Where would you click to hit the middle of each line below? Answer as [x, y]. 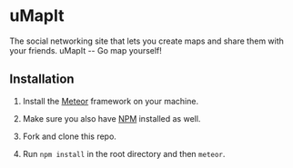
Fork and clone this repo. [69, 136]
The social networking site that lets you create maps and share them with [147, 41]
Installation [42, 79]
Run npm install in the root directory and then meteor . [124, 153]
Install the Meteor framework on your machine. [110, 101]
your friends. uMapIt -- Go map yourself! [86, 50]
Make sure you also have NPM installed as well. [111, 118]
